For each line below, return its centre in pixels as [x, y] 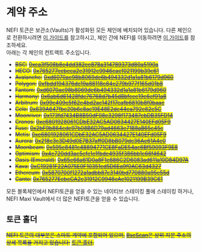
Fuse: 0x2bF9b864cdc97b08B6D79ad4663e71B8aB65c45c [89, 128]
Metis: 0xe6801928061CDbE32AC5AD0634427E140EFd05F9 [91, 134]
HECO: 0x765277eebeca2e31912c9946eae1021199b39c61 [87, 71]
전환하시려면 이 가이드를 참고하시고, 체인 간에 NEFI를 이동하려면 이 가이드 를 [100, 37]
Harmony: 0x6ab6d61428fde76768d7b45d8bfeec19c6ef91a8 [91, 96]
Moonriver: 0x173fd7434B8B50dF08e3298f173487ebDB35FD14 [94, 115]
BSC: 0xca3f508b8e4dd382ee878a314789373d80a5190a [87, 64]
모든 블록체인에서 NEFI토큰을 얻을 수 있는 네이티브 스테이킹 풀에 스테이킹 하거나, [100, 191]
